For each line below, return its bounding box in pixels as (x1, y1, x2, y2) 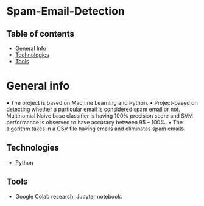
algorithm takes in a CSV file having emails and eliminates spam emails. (6, 125, 186, 132)
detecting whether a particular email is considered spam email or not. (6, 105, 181, 113)
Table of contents (6, 29, 74, 39)
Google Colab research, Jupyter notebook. (15, 193, 123, 200)
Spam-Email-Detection (6, 4, 125, 18)
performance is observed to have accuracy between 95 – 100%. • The (6, 118, 183, 126)
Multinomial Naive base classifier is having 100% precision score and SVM (6, 112, 194, 119)
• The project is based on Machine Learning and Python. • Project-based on (6, 99, 198, 106)
